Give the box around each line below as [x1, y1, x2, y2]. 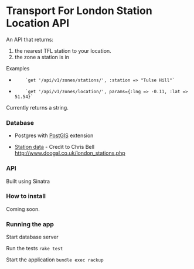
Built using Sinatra [6, 178, 50, 185]
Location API [6, 16, 69, 30]
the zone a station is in [14, 53, 69, 60]
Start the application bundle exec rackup [6, 256, 104, 263]
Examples [6, 64, 30, 71]
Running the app [6, 220, 55, 228]
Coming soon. [6, 205, 40, 212]
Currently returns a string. [6, 104, 69, 111]
